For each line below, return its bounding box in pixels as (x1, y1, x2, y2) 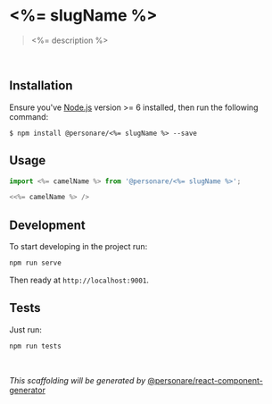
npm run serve (9, 258, 62, 268)
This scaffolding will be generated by (9, 375, 146, 385)
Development (9, 217, 87, 232)
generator (9, 384, 46, 395)
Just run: (9, 324, 43, 335)
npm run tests (9, 341, 62, 350)
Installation (9, 78, 73, 94)
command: (9, 111, 49, 122)
